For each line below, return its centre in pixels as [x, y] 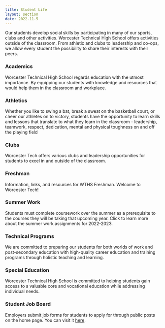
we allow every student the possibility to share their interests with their [77, 49]
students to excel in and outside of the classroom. [56, 161]
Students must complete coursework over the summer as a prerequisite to [81, 213]
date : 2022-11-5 [22, 19]
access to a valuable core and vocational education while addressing [75, 286]
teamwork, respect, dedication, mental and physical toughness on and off [80, 127]
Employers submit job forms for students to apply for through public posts [80, 315]
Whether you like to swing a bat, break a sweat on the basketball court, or [80, 111]
